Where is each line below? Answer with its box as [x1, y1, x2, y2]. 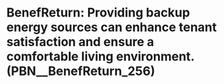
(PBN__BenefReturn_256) [6, 63, 155, 79]
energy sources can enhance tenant [6, 19, 217, 35]
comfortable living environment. [6, 49, 195, 65]
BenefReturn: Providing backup [6, 5, 190, 21]
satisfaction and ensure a [6, 34, 155, 50]
